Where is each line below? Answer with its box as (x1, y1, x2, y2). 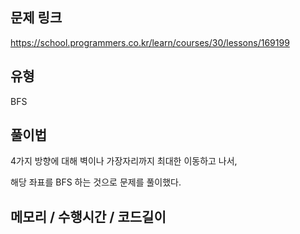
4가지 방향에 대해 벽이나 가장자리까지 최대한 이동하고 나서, (10, 155, 238, 167)
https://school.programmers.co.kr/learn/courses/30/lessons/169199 (10, 36, 290, 48)
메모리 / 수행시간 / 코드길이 (10, 208, 167, 225)
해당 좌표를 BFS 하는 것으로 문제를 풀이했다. (10, 176, 182, 188)
